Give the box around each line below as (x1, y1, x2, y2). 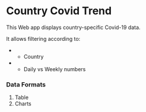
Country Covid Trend (6, 4, 112, 18)
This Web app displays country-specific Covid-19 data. (6, 24, 141, 31)
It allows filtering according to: (6, 35, 81, 42)
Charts (14, 100, 31, 107)
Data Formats (6, 80, 46, 88)
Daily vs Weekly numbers (23, 65, 86, 72)
